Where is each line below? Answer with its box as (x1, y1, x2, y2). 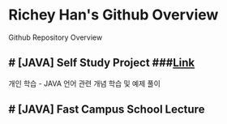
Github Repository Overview (8, 32, 103, 42)
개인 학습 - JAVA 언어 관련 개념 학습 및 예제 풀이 (8, 79, 161, 88)
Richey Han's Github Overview (8, 6, 219, 24)
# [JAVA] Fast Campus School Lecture (8, 103, 205, 117)
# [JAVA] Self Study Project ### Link (8, 56, 195, 70)
